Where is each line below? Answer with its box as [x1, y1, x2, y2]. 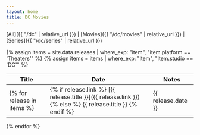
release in [9, 96, 37, 105]
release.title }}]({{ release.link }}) [49, 93, 140, 101]
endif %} [49, 108, 74, 116]
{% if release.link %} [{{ [49, 85, 115, 93]
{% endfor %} [6, 123, 40, 130]
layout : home [6, 8, 39, 15]
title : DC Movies [6, 14, 49, 20]
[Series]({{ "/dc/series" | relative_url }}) [6, 37, 102, 44]
